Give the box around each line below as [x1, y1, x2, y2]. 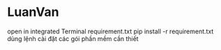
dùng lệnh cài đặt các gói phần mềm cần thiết [7, 34, 139, 42]
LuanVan [7, 4, 59, 20]
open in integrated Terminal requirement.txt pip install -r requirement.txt [7, 27, 214, 35]
